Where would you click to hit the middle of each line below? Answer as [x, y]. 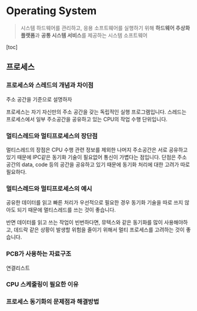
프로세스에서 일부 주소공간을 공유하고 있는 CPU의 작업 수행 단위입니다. [87, 119]
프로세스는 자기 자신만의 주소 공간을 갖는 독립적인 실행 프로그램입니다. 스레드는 [96, 112]
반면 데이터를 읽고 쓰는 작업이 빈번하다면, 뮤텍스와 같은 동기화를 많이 [84, 223]
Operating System [51, 11]
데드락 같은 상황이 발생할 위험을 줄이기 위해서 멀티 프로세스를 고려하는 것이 [99, 230]
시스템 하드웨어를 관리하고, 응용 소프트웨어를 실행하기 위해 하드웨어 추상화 [105, 28]
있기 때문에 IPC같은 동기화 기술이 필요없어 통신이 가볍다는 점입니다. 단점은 [91, 157]
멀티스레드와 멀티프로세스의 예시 [49, 188]
